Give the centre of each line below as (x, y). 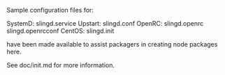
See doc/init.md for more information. (60, 65)
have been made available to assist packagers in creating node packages (112, 44)
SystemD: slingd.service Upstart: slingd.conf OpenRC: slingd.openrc (105, 23)
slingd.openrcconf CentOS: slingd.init (60, 31)
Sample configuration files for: (50, 10)
